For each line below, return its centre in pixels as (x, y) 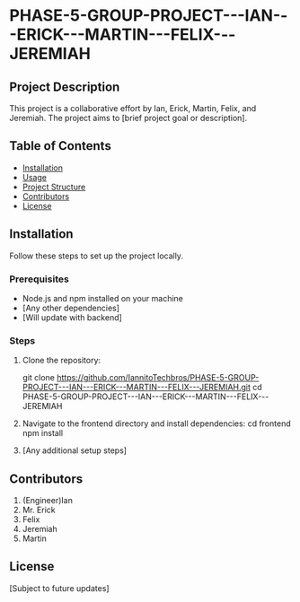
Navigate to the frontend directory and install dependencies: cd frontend (156, 423)
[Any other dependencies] (71, 308)
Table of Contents (61, 146)
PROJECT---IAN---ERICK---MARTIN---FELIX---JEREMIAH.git (137, 388)
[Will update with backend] (72, 317)
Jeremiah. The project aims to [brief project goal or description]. (128, 118)
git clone (39, 378)
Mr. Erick (39, 510)
